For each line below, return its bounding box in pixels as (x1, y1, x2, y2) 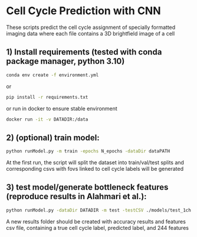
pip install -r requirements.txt (6, 94, 88, 100)
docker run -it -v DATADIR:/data (6, 116, 88, 122)
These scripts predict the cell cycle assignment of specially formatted (6, 24, 176, 31)
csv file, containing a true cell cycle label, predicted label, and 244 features (6, 224, 189, 231)
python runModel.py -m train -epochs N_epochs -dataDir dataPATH (6, 148, 170, 154)
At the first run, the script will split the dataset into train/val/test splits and (6, 159, 185, 166)
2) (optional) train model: (6, 132, 100, 142)
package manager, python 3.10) (6, 56, 125, 66)
